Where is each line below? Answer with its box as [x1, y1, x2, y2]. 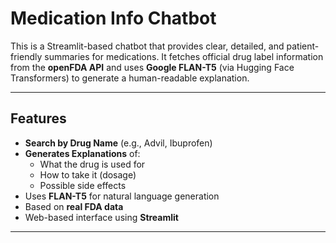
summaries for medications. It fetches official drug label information [44, 50, 324, 62]
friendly [10, 50, 43, 62]
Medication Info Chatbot [10, 7, 217, 30]
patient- [286, 40, 320, 52]
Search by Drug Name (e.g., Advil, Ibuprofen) [24, 137, 213, 149]
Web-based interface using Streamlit [24, 211, 179, 223]
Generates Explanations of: [24, 147, 141, 159]
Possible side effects [39, 179, 127, 191]
